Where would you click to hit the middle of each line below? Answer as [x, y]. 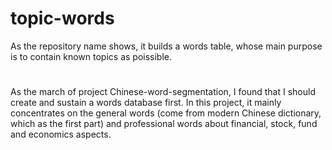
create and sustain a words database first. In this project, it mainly [146, 103]
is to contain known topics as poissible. [91, 56]
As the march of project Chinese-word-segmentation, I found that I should [163, 92]
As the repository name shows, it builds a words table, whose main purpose [166, 46]
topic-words [62, 18]
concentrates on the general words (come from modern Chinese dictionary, [166, 113]
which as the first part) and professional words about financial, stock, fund [164, 124]
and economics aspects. [61, 134]
